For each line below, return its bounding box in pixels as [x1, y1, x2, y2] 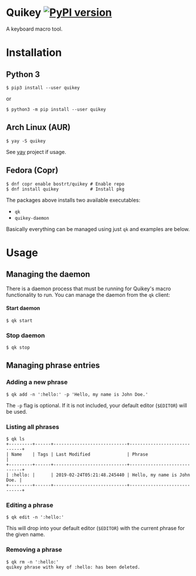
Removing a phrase [6, 545, 63, 554]
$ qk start [6, 317, 33, 323]
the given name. [6, 531, 45, 538]
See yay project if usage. [6, 148, 66, 155]
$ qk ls [6, 436, 25, 442]
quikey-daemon [14, 215, 49, 221]
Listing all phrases [6, 423, 60, 431]
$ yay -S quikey [6, 138, 46, 144]
